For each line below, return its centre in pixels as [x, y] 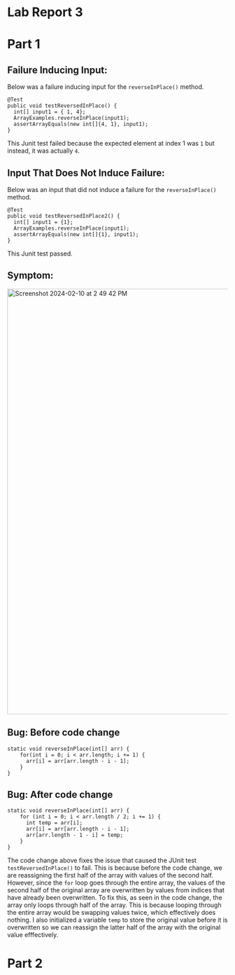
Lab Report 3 [45, 12]
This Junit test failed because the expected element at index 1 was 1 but [111, 144]
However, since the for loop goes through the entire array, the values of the [116, 883]
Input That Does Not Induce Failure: [86, 173]
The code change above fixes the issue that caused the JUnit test [102, 860]
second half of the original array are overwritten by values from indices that [116, 890]
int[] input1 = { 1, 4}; [50, 112]
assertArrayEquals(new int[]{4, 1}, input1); [81, 124]
